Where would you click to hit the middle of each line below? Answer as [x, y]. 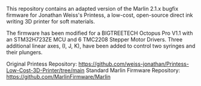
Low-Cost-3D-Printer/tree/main [45, 70]
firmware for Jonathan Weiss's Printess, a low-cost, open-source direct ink [100, 15]
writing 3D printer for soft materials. [51, 21]
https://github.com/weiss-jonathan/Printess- [133, 64]
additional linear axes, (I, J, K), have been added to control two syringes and [101, 46]
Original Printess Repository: [42, 64]
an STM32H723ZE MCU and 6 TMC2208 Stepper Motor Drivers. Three [94, 39]
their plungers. [24, 52]
